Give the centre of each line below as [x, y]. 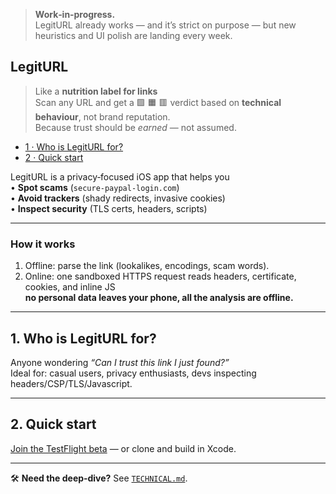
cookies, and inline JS [70, 287]
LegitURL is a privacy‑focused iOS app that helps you [120, 176]
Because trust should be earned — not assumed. [135, 127]
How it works [43, 244]
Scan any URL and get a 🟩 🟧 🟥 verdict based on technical [158, 102]
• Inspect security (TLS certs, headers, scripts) [109, 208]
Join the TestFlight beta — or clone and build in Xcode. [123, 448]
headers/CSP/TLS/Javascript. [71, 383]
